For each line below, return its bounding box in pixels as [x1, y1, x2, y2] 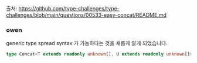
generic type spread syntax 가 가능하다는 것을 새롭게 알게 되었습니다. [6, 40, 168, 47]
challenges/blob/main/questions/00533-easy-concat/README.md [6, 12, 167, 18]
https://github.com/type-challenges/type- [18, 5, 120, 12]
